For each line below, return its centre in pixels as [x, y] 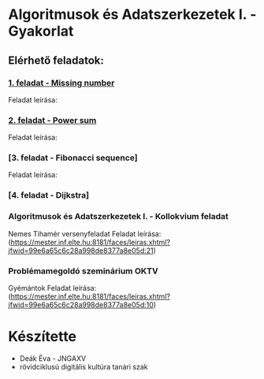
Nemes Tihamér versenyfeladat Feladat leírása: [85, 233]
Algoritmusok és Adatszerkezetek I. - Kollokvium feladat [118, 217]
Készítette [43, 337]
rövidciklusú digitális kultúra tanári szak [84, 366]
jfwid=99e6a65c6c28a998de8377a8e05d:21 [81, 251]
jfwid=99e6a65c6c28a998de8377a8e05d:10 [81, 304]
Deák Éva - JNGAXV [53, 358]
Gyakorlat [41, 31]
